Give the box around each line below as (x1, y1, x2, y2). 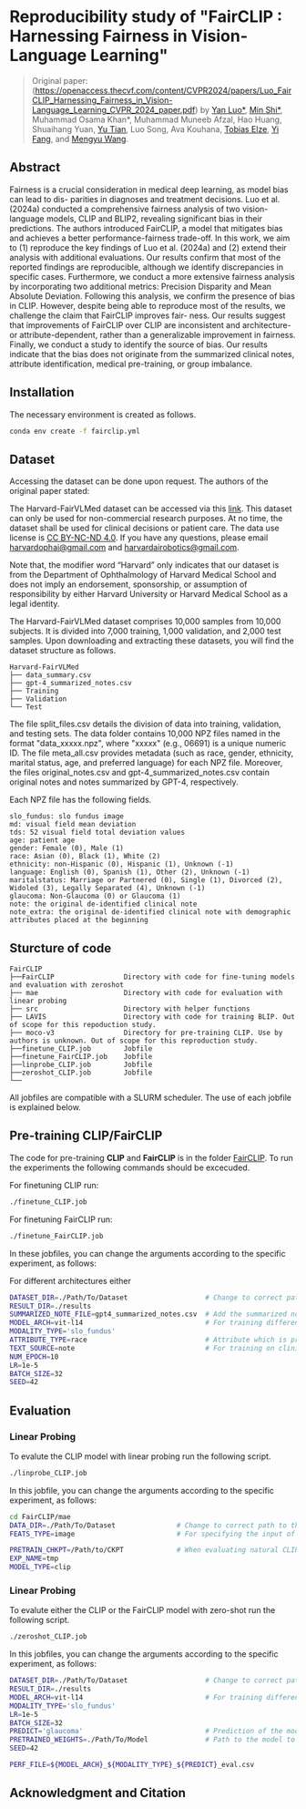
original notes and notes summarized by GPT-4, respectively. (9, 776, 239, 787)
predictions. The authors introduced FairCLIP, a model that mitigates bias (9, 222, 284, 233)
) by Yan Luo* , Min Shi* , (194, 104, 283, 115)
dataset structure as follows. (9, 645, 117, 656)
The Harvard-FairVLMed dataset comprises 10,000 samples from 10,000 (9, 616, 281, 627)
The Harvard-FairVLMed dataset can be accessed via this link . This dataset (9, 503, 293, 514)
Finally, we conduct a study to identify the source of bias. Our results (9, 339, 269, 350)
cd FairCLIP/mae (9, 1512, 71, 1521)
